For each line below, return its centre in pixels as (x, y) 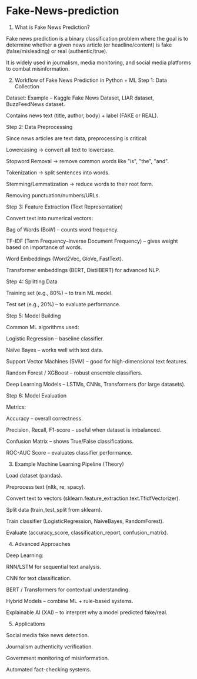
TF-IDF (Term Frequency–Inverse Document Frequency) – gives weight (92, 241)
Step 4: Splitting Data (32, 281)
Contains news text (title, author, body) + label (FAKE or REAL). (82, 115)
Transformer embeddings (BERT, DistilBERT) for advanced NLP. (83, 270)
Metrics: (16, 407)
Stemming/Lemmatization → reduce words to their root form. (80, 184)
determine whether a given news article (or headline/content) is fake (89, 45)
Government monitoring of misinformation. (58, 658)
